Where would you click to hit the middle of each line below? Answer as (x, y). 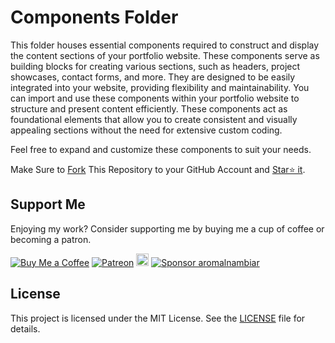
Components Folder (94, 17)
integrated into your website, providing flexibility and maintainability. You (160, 87)
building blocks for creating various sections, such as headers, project (155, 66)
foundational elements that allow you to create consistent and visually (154, 119)
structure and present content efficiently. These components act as (149, 108)
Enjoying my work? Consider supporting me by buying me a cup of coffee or (167, 228)
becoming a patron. (51, 239)
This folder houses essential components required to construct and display (165, 45)
